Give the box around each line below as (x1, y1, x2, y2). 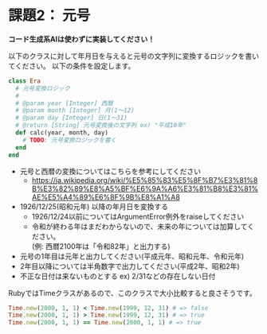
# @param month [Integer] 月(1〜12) (15, 107, 135, 115)
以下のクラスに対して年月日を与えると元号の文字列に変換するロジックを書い (8, 51, 259, 60)
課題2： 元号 (8, 6, 91, 25)
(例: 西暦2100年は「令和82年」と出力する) (31, 241, 171, 250)
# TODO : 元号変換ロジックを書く (22, 136, 117, 144)
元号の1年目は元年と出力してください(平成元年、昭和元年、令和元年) (19, 251, 245, 261)
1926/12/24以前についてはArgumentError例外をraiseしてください (31, 212, 245, 221)
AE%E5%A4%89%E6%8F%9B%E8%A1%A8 (31, 192, 181, 202)
